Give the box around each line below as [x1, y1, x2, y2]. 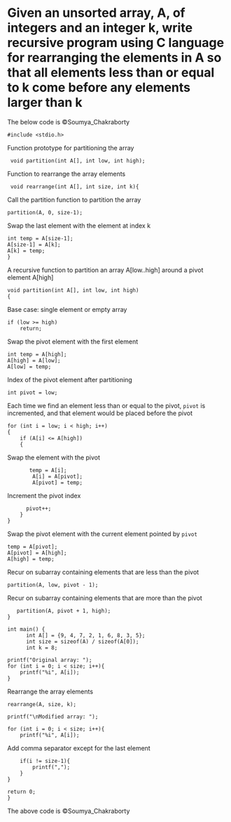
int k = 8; [25, 644, 58, 651]
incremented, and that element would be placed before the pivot [7, 409, 192, 417]
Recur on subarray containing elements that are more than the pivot [7, 594, 203, 602]
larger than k [7, 95, 83, 110]
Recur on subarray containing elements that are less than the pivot [7, 568, 199, 576]
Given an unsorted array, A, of [7, 5, 185, 21]
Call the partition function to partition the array [7, 195, 141, 204]
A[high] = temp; [7, 555, 55, 563]
